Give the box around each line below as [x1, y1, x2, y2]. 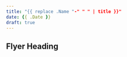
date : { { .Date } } [6, 14, 51, 20]
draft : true [6, 19, 35, 25]
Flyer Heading [6, 41, 59, 51]
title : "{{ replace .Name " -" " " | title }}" [6, 8, 122, 15]
